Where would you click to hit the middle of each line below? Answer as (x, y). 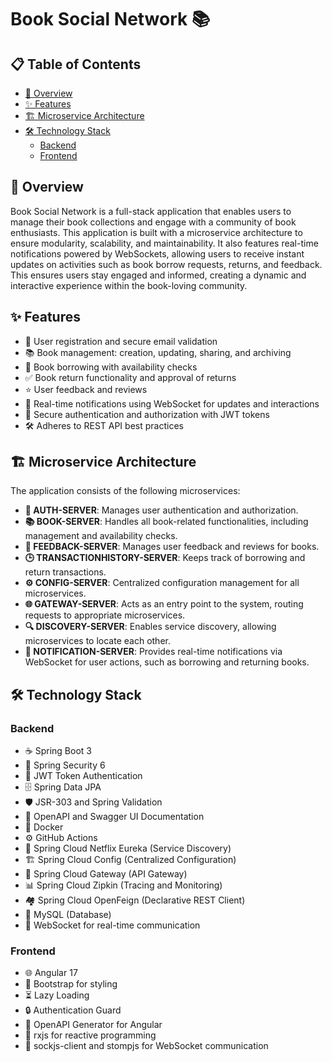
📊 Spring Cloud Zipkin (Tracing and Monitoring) (123, 885)
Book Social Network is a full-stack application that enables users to (151, 211)
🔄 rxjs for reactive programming (90, 1035)
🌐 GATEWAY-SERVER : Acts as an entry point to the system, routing (164, 604)
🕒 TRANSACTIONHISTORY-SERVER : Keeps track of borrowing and (165, 558)
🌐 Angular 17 (51, 973)
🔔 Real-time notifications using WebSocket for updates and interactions (172, 403)
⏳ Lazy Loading (57, 995)
